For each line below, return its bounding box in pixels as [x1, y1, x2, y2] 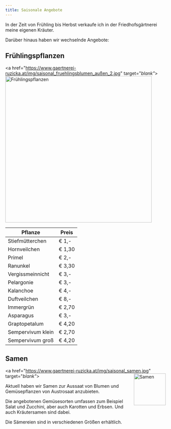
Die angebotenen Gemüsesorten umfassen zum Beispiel [5, 398, 123, 405]
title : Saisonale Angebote [5, 7, 63, 13]
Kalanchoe [8, 287, 34, 294]
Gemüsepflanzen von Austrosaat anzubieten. [5, 388, 100, 395]
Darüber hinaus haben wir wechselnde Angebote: [5, 37, 109, 43]
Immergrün [8, 304, 35, 311]
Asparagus [8, 312, 34, 319]
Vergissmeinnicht [8, 271, 49, 278]
